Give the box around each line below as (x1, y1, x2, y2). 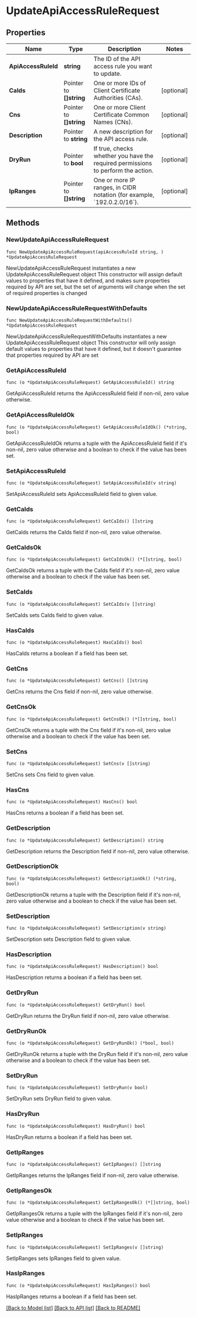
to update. (93, 69, 122, 78)
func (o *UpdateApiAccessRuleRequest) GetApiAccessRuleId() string (6, 380, 175, 386)
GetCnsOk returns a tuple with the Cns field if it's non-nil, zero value (6, 726, 171, 733)
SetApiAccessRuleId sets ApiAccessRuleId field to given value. (6, 490, 158, 497)
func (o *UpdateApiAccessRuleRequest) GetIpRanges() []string (6, 1161, 161, 1167)
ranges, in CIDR (93, 183, 137, 192)
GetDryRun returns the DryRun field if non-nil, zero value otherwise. (6, 1012, 170, 1019)
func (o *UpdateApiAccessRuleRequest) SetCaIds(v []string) (6, 601, 157, 607)
